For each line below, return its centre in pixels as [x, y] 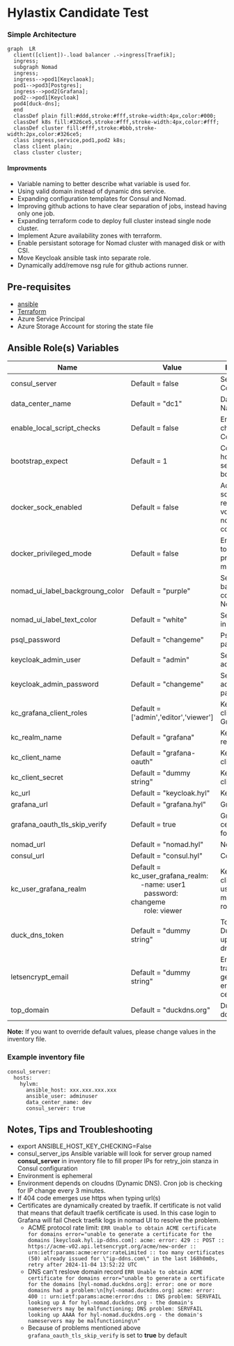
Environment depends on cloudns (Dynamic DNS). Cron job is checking [120, 1184]
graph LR [22, 49]
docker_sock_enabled [46, 507]
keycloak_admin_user [46, 660]
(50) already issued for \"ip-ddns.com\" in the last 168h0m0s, [123, 1259]
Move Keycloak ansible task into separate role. [84, 258]
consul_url [28, 856]
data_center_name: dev [58, 1102]
